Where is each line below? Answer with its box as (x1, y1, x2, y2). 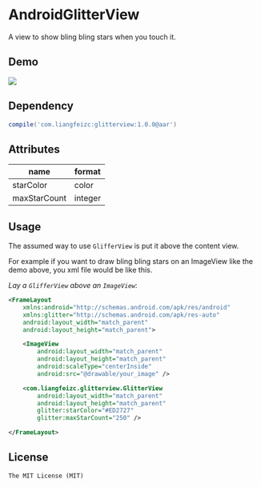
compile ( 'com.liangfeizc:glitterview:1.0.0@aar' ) (8, 120, 178, 129)
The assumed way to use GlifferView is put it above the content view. (8, 242, 239, 251)
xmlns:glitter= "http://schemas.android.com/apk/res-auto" (22, 310, 220, 319)
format (74, 166, 102, 178)
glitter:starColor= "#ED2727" (37, 406, 135, 415)
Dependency (8, 99, 74, 113)
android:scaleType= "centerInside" (37, 362, 152, 371)
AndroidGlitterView (8, 6, 140, 24)
